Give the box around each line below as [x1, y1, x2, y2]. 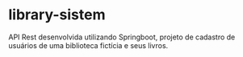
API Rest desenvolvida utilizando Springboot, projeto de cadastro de [8, 32, 236, 42]
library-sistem [8, 6, 106, 24]
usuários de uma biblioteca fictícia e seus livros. [8, 40, 169, 50]
